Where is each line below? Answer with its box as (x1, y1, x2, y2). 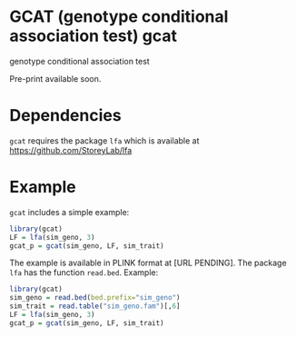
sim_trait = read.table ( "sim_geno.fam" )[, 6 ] (9, 302, 181, 311)
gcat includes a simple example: (9, 206, 130, 217)
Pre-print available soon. (9, 73, 102, 84)
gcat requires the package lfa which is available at (9, 134, 200, 146)
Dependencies (9, 105, 122, 126)
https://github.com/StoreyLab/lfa (9, 144, 133, 155)
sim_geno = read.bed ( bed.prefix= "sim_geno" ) (9, 293, 181, 302)
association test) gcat (9, 25, 177, 46)
